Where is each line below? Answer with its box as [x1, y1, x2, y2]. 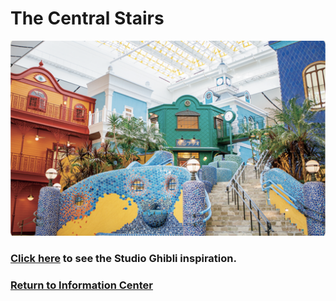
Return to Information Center [10, 278, 154, 292]
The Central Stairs [10, 7, 165, 30]
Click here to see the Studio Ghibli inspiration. [10, 251, 237, 265]
